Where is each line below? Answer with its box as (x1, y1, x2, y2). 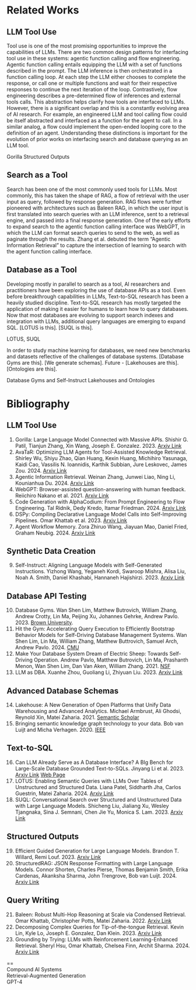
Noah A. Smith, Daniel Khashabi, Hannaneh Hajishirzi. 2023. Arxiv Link (15, 574, 185, 581)
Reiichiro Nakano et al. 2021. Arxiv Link (15, 492, 109, 499)
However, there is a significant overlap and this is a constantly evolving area (6, 105, 189, 111)
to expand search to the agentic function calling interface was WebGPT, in (6, 223, 185, 230)
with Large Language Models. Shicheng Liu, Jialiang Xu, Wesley (15, 802, 169, 809)
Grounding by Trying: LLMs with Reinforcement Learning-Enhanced (15, 936, 178, 943)
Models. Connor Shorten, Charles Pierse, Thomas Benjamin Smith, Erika (15, 866, 188, 873)
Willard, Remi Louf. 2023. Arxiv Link (15, 853, 101, 861)
